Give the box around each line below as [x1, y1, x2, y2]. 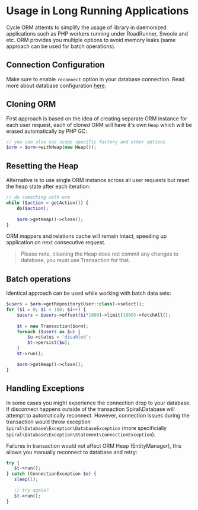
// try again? [14, 487, 49, 493]
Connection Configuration [6, 60, 105, 70]
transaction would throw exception [6, 418, 91, 425]
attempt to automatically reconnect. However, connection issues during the [6, 412, 190, 419]
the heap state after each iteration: [6, 183, 91, 190]
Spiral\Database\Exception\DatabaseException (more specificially [6, 424, 167, 431]
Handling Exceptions [6, 384, 85, 394]
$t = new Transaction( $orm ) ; [17, 323, 89, 329]
